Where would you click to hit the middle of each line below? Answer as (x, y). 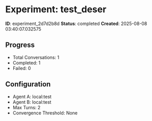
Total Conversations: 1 (36, 57)
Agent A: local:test (32, 96)
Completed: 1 (27, 63)
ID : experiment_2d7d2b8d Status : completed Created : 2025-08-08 (76, 23)
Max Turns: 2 (27, 107)
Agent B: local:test (32, 102)
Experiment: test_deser (56, 9)
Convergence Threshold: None (45, 113)
